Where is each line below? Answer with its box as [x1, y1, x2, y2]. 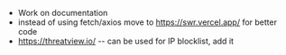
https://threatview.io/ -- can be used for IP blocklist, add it [17, 35, 235, 46]
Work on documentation [17, 8, 108, 18]
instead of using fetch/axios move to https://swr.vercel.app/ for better [17, 17, 278, 27]
